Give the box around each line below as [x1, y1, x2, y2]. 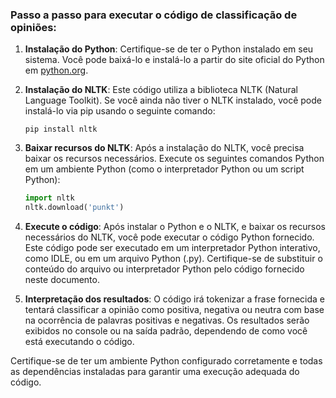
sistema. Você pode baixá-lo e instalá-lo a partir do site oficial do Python [24, 54, 325, 66]
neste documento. [24, 274, 100, 286]
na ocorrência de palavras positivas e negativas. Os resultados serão [24, 314, 310, 327]
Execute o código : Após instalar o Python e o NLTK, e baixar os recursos [24, 221, 326, 233]
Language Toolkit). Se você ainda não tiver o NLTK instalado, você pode [24, 94, 322, 107]
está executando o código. [24, 336, 135, 348]
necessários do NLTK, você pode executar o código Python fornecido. [24, 231, 315, 243]
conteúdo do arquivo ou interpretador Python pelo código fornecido [24, 263, 305, 275]
